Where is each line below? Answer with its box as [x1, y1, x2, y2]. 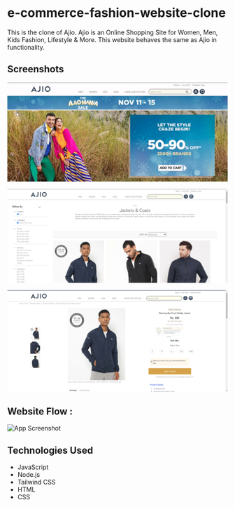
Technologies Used [7, 444, 93, 457]
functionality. [7, 43, 45, 51]
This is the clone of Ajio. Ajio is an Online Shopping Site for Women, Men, [7, 28, 218, 36]
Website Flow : [7, 405, 73, 418]
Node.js [17, 471, 41, 479]
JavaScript [17, 463, 49, 471]
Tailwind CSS [17, 478, 56, 487]
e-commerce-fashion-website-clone [7, 5, 226, 21]
